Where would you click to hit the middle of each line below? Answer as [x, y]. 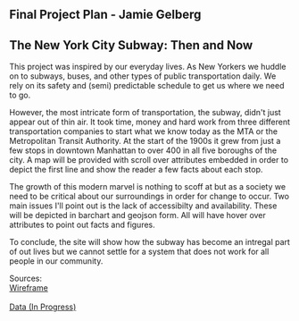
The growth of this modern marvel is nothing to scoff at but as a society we [148, 187]
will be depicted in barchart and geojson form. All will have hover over [137, 215]
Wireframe [29, 288]
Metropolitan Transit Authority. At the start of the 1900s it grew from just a [145, 141]
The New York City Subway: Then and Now [131, 45]
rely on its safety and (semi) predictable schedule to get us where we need [147, 86]
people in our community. [56, 261]
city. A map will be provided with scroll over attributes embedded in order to [149, 160]
